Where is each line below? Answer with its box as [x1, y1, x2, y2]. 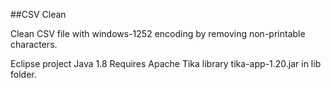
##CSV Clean [10, 9, 67, 20]
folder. [10, 69, 37, 80]
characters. [10, 39, 58, 50]
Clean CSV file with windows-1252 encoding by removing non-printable [10, 28, 306, 39]
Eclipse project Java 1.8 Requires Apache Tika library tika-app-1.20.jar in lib [10, 58, 322, 69]
